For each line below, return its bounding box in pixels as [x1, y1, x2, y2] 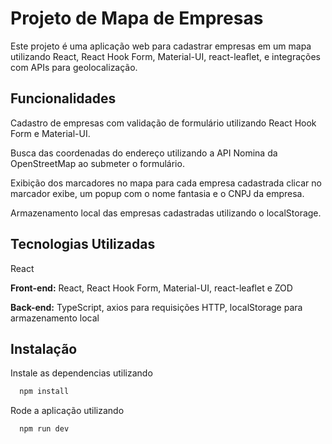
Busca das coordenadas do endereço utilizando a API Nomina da [10, 147, 278, 159]
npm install [19, 387, 70, 397]
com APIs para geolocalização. [10, 61, 138, 73]
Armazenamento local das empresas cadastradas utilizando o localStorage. [10, 207, 322, 219]
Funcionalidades [10, 90, 117, 107]
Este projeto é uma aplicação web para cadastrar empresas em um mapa [10, 40, 312, 52]
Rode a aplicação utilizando [10, 405, 125, 417]
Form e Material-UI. [10, 127, 91, 139]
